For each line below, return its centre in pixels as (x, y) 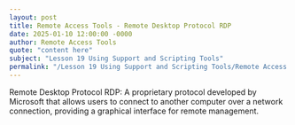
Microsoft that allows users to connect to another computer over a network (146, 101)
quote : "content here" (51, 51)
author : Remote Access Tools (63, 42)
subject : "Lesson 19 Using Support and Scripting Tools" (116, 59)
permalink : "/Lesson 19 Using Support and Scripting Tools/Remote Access (148, 67)
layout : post (33, 17)
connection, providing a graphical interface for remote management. (134, 111)
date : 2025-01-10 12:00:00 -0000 (71, 34)
